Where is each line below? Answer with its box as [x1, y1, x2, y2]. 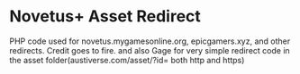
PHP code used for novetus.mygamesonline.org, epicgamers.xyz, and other [9, 36, 291, 46]
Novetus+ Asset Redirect [9, 6, 201, 27]
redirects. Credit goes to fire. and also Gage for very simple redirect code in [9, 45, 290, 55]
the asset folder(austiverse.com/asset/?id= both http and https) [9, 54, 245, 65]
